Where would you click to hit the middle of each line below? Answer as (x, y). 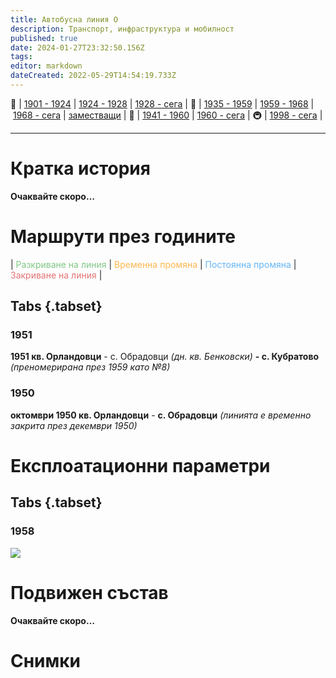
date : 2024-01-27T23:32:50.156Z (77, 47)
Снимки (46, 660)
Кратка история (80, 168)
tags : (21, 57)
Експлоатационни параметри (140, 465)
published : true (44, 38)
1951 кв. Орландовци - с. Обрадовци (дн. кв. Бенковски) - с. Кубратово (165, 357)
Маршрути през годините (123, 237)
